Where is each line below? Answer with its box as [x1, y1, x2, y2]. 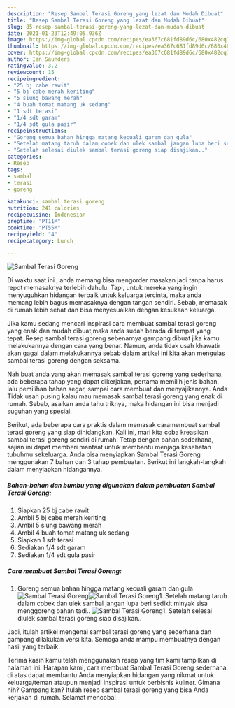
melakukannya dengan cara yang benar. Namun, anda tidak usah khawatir [7, 342, 221, 350]
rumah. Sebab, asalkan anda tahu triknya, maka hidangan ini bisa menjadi [7, 400, 219, 408]
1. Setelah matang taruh [159, 592, 227, 600]
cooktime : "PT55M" [7, 224, 61, 231]
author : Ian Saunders [7, 56, 71, 63]
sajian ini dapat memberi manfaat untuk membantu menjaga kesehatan [7, 443, 212, 451]
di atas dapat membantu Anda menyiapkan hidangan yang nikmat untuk [7, 671, 215, 679]
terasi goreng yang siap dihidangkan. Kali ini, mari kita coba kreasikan [7, 428, 208, 437]
